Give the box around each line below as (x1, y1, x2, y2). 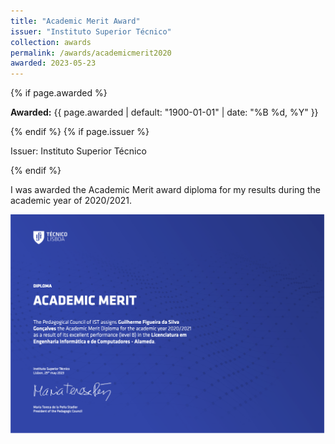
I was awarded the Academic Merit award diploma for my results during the (10, 184, 321, 196)
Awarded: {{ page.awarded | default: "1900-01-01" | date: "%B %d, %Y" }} (10, 106, 319, 119)
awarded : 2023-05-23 (10, 58, 97, 69)
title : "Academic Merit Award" (10, 16, 141, 26)
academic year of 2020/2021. (10, 195, 133, 207)
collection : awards (10, 37, 92, 47)
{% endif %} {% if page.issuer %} (10, 126, 150, 138)
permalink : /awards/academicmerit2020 (10, 48, 172, 58)
